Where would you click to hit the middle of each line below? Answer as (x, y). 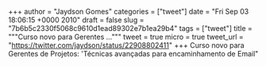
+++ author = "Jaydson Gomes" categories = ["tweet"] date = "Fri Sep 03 (129, 12)
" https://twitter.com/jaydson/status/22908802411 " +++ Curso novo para (126, 45)
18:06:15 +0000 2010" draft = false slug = (76, 20)
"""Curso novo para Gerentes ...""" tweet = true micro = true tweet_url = (126, 37)
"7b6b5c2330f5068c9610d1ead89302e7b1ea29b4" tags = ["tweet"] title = (130, 28)
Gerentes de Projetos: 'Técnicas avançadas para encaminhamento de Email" (133, 54)
